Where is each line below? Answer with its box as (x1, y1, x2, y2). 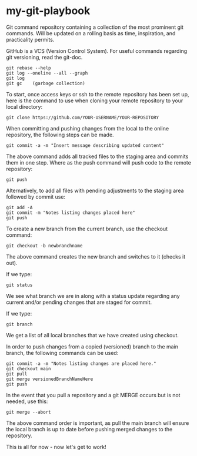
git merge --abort (6, 409, 51, 415)
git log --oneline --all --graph (6, 70, 88, 76)
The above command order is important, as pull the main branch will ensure (6, 419, 189, 427)
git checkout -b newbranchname (6, 243, 83, 249)
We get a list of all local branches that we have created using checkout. (6, 331, 179, 338)
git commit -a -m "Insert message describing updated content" (6, 142, 165, 148)
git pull (6, 371, 28, 377)
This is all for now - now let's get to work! (6, 443, 107, 450)
